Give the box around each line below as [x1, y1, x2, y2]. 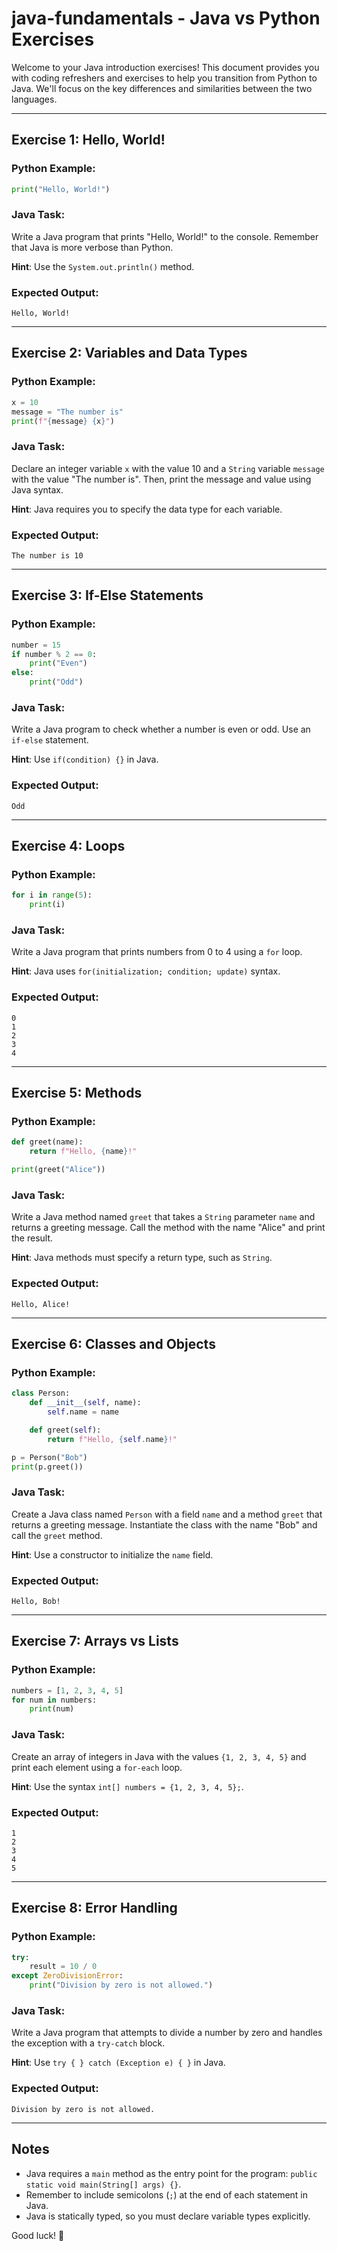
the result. [11, 1232, 54, 1244]
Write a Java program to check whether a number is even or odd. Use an [11, 723, 311, 736]
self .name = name [47, 1407, 119, 1417]
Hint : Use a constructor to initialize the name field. [11, 1548, 214, 1561]
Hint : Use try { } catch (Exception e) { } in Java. [11, 2057, 226, 2069]
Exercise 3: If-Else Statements [11, 587, 204, 604]
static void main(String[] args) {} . [25, 2178, 182, 2190]
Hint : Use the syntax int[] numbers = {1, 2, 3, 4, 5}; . [11, 1780, 244, 1792]
